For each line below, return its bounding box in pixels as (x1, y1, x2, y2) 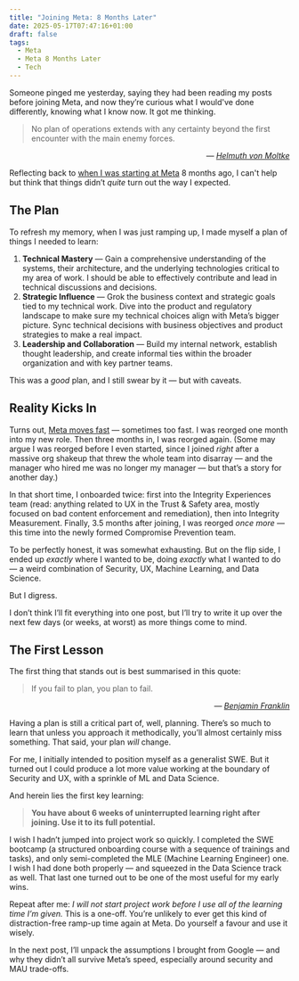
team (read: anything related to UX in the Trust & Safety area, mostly (9, 499, 260, 509)
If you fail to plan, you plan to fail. (30, 683, 153, 694)
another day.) (9, 472, 59, 482)
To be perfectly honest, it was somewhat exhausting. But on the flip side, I (9, 544, 280, 555)
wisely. (9, 927, 36, 938)
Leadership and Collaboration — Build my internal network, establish (21, 338, 278, 349)
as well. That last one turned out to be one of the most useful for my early (9, 872, 279, 883)
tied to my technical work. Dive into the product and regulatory (21, 301, 252, 311)
